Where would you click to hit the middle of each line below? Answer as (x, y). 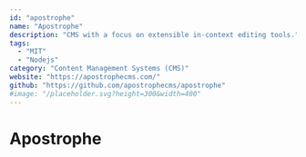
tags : (20, 43)
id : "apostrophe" (42, 18)
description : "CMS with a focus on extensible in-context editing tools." (154, 34)
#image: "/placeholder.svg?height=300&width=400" (106, 93)
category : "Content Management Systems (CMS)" (99, 69)
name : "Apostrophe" (46, 26)
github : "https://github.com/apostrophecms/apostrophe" (117, 85)
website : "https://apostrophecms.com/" (85, 77)
